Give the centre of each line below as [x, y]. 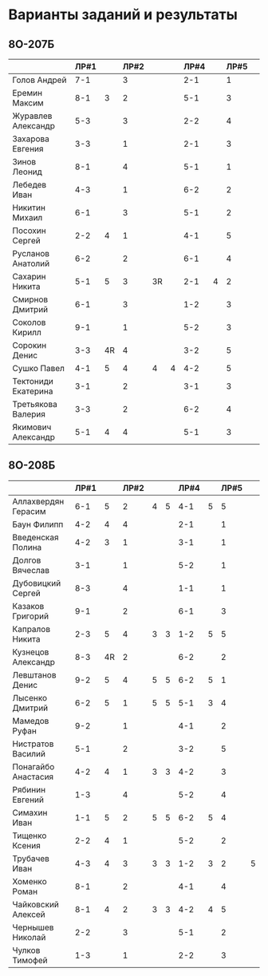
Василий [29, 753]
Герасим [29, 511]
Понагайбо [33, 766]
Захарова [31, 139]
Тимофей [30, 960]
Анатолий [31, 263]
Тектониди [33, 381]
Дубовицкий [37, 583]
